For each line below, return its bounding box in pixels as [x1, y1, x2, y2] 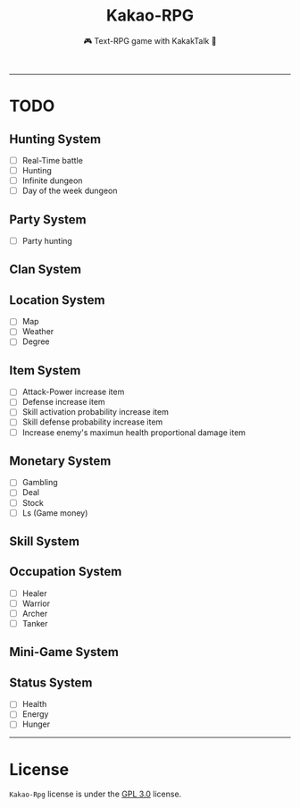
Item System [9, 363, 81, 378]
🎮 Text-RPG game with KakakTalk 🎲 [83, 35, 217, 46]
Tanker [21, 619, 48, 629]
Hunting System [9, 131, 101, 147]
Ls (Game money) [21, 507, 88, 518]
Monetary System [9, 453, 112, 468]
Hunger [21, 719, 51, 729]
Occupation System [9, 564, 122, 579]
